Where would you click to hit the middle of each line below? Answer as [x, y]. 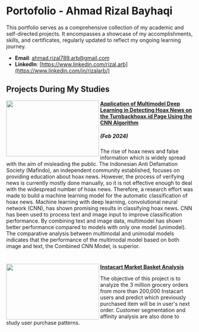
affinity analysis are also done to [140, 316]
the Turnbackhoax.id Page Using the [146, 116]
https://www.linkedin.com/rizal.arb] [85, 64]
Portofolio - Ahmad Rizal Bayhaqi [89, 11]
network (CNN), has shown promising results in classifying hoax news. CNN [99, 208]
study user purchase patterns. [43, 322]
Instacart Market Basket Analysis [142, 267]
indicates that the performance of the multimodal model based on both [93, 240]
